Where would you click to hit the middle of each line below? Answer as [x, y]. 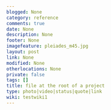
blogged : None [24, 12]
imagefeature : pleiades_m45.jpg [47, 46]
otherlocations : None [34, 69]
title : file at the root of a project [56, 86]
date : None [20, 29]
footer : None [23, 40]
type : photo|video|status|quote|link [54, 92]
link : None [20, 57]
